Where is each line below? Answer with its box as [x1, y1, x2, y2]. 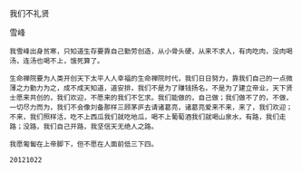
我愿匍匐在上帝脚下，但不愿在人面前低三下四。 [9, 139, 159, 148]
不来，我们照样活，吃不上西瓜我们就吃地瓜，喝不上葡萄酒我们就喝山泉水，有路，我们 [9, 112, 279, 121]
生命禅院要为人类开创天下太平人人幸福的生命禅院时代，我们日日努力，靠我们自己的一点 [9, 74, 287, 83]
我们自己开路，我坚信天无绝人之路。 [43, 122, 159, 131]
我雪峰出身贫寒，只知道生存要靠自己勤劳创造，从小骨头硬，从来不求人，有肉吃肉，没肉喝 [9, 47, 293, 56]
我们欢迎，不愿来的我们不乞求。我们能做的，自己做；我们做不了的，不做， [56, 93, 293, 102]
